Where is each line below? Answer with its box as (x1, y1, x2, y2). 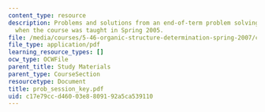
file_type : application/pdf (8, 41, 101, 49)
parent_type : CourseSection (8, 70, 101, 78)
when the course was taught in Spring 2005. (15, 26, 164, 34)
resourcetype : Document (8, 77, 87, 85)
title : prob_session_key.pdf (8, 84, 104, 93)
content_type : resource (8, 11, 87, 20)
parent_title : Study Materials (8, 63, 111, 71)
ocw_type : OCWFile (8, 56, 69, 64)
